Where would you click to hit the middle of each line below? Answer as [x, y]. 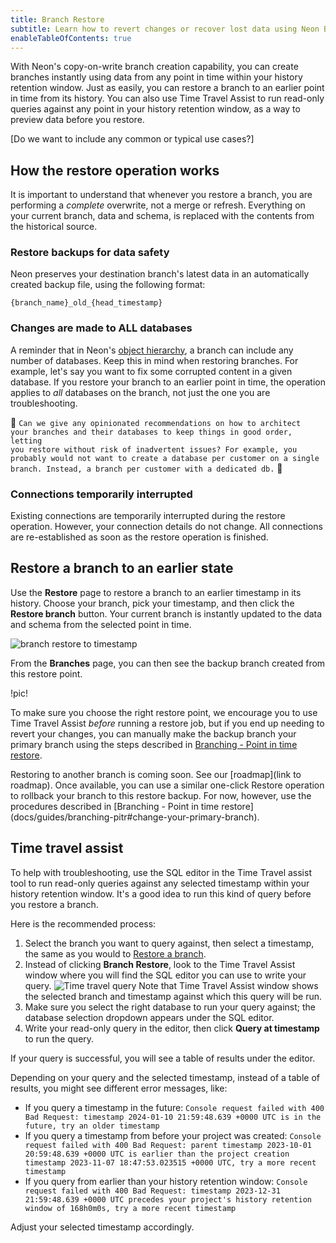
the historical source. [54, 227]
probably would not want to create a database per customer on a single [165, 458]
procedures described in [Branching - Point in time [115, 806]
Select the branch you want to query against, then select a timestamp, [169, 943]
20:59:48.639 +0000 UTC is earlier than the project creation [157, 1154]
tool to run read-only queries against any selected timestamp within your [160, 883]
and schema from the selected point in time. [101, 624]
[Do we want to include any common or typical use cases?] [132, 139]
